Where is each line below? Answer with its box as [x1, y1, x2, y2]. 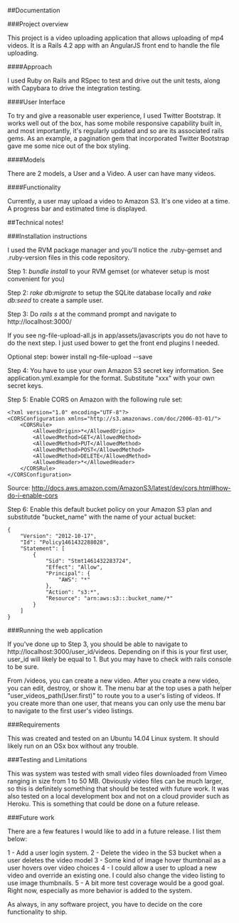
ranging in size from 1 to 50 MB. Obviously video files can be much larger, [7, 777, 223, 785]
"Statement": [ [20, 545, 65, 552]
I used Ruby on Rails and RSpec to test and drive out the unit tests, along [7, 76, 221, 85]
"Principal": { [45, 570, 91, 577]
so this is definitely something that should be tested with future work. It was [7, 784, 230, 793]
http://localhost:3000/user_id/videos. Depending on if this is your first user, [7, 648, 228, 655]
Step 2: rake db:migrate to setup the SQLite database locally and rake [7, 288, 212, 297]
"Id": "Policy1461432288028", [20, 539, 110, 546]
